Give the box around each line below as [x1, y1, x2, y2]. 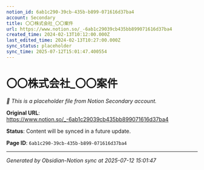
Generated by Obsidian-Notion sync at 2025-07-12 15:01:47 [6, 157, 157, 164]
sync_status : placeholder [6, 43, 72, 49]
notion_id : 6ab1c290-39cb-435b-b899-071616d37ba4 [6, 9, 135, 15]
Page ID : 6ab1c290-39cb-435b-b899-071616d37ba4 [6, 139, 127, 146]
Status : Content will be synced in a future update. [6, 127, 131, 135]
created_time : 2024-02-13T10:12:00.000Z [6, 32, 110, 38]
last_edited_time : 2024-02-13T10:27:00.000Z [6, 37, 121, 43]
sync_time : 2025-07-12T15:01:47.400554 [6, 49, 107, 55]
